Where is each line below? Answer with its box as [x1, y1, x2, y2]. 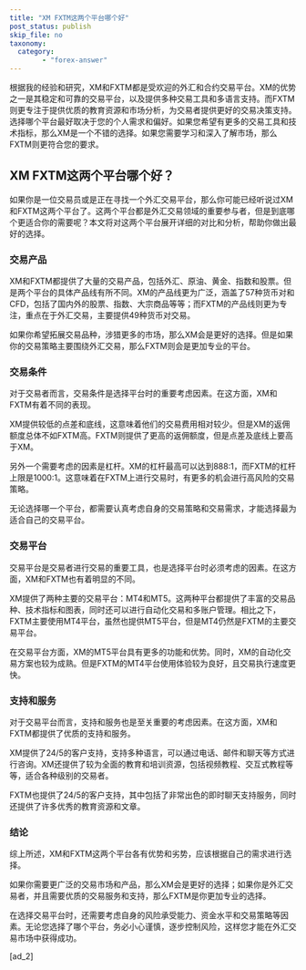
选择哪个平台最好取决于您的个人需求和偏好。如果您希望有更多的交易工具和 [9, 116, 289, 127]
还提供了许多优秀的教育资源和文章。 [9, 801, 146, 811]
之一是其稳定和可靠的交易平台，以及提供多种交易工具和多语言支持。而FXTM [9, 93, 295, 104]
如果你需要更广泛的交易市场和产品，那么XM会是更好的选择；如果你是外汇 [9, 879, 286, 890]
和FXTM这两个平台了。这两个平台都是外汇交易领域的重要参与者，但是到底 [9, 205, 287, 216]
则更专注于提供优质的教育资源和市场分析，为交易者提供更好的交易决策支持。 [9, 105, 297, 115]
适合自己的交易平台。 [9, 514, 89, 525]
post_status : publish [9, 22, 92, 31]
